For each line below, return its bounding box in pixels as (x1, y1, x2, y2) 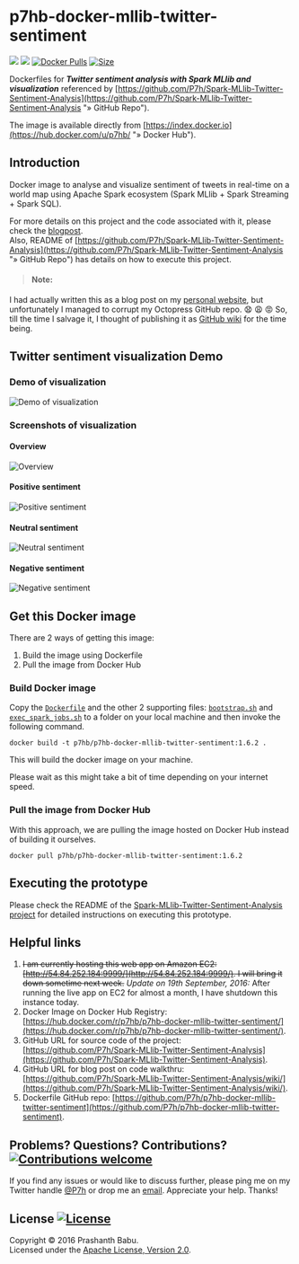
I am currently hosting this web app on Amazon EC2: (22, 959, 217, 969)
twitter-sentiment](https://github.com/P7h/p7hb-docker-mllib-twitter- (22, 1102, 280, 1113)
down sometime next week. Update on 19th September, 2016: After (22, 977, 271, 989)
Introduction (9, 155, 81, 171)
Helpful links (9, 934, 82, 950)
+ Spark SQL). (9, 198, 62, 208)
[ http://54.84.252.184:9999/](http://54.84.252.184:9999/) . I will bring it (22, 968, 283, 979)
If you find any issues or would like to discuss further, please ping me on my (9, 1175, 291, 1187)
